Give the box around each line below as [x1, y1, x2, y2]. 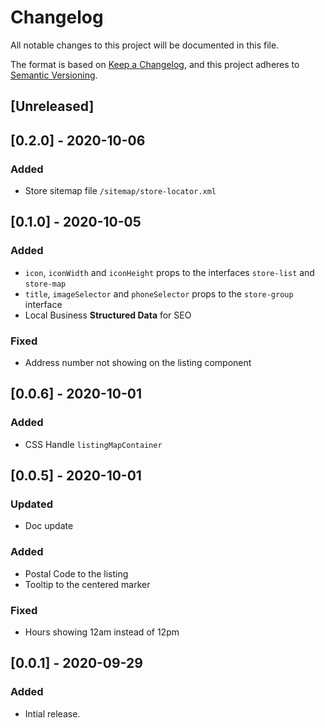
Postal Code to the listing [24, 567, 129, 580]
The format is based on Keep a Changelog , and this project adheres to [10, 58, 300, 70]
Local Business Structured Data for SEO [24, 309, 192, 321]
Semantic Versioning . [10, 69, 98, 81]
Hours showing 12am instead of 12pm [24, 626, 180, 638]
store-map [24, 279, 67, 289]
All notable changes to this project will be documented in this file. [10, 39, 280, 51]
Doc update [24, 520, 74, 532]
